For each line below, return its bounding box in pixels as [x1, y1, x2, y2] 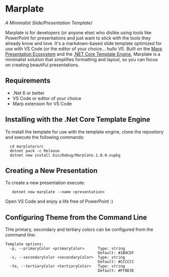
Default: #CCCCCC [97, 259, 135, 264]
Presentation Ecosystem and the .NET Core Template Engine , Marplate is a [5, 51, 160, 57]
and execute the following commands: [5, 134, 85, 140]
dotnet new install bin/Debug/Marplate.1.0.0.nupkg [10, 153, 121, 158]
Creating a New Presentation [5, 166, 98, 175]
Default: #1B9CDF [97, 251, 135, 256]
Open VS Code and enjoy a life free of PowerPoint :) [5, 198, 114, 205]
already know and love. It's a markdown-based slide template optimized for [5, 40, 162, 46]
